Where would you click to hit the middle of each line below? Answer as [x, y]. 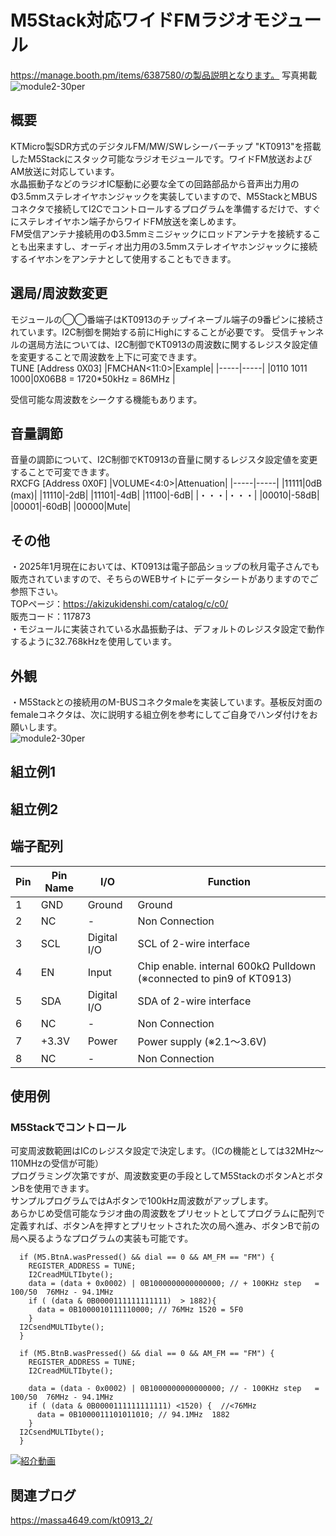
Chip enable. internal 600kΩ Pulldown [227, 966]
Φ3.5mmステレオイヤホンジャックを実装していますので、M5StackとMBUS [164, 196]
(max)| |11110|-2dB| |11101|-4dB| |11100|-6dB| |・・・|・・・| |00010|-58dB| [165, 495]
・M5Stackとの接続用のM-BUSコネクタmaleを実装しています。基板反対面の [166, 702]
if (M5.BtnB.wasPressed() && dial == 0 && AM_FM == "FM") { [147, 1354]
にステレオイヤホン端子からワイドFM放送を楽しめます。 [126, 221]
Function [229, 881]
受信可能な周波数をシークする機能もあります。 [106, 399]
